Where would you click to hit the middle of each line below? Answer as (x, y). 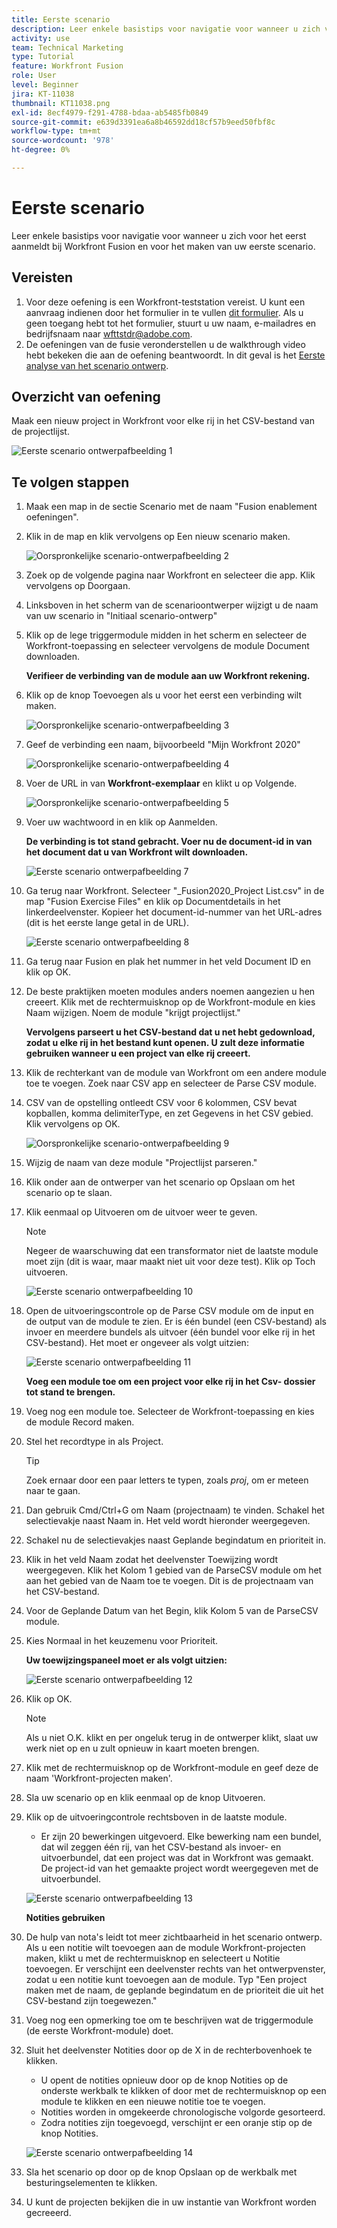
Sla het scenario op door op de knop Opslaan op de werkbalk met (161, 2172)
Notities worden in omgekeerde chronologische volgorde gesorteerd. (183, 2112)
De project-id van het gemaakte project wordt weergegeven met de (179, 1868)
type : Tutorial (43, 57)
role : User (34, 76)
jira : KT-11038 (43, 94)
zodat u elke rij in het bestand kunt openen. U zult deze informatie (165, 1043)
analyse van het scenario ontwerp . (97, 365)
